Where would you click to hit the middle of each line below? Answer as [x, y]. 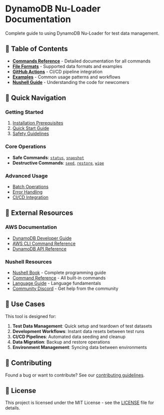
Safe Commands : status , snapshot [48, 157]
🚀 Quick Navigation [36, 98]
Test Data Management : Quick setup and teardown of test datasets [82, 326]
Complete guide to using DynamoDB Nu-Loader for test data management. [82, 33]
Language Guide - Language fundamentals [57, 283]
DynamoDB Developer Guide [42, 238]
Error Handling [27, 192]
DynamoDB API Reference [39, 248]
